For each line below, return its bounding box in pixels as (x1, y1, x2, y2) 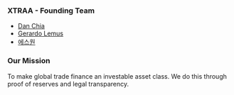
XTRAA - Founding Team (7, 6, 95, 16)
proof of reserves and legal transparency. (7, 79, 129, 88)
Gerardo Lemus (17, 29, 64, 38)
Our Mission (7, 56, 50, 66)
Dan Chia (17, 22, 45, 30)
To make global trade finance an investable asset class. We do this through (7, 72, 228, 80)
